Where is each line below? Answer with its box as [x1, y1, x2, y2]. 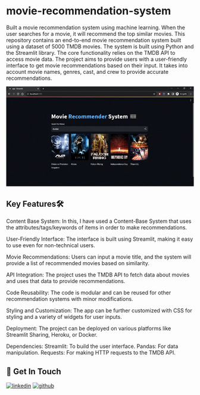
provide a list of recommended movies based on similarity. [6, 260, 150, 267]
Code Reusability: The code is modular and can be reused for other [6, 289, 171, 296]
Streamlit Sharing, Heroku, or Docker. [6, 331, 98, 338]
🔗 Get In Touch [6, 366, 61, 377]
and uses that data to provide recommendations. [6, 278, 126, 285]
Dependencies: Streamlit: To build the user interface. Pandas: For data [6, 343, 179, 350]
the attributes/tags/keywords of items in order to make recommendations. [6, 224, 187, 231]
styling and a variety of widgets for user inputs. [6, 313, 122, 321]
